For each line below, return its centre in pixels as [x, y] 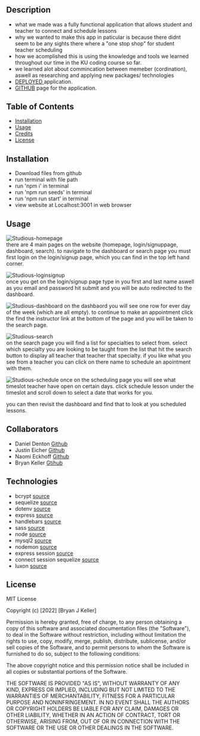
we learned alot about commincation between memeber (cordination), [101, 69]
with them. [19, 368]
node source [30, 534]
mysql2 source [33, 540]
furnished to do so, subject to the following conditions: [73, 654]
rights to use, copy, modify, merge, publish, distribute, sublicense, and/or [96, 641]
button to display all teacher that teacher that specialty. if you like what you [99, 356]
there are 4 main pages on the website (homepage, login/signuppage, [92, 245]
